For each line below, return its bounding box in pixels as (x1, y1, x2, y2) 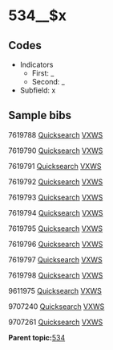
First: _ (31, 68, 54, 78)
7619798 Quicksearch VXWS (8, 270, 103, 280)
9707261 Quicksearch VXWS (8, 317, 103, 327)
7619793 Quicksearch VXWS (8, 192, 103, 202)
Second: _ (31, 77, 66, 86)
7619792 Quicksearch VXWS (8, 176, 103, 187)
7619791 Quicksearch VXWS (8, 161, 102, 171)
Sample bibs (8, 109, 72, 122)
